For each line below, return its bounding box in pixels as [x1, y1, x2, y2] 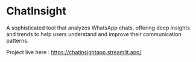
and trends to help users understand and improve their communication [6, 30, 182, 37]
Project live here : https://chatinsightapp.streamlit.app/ [6, 48, 142, 55]
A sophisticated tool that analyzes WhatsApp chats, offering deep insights [6, 24, 190, 31]
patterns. [6, 37, 29, 44]
